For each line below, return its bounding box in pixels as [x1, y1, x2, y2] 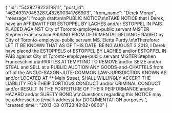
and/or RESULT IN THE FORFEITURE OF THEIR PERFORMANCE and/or [5, 86, 154, 92]
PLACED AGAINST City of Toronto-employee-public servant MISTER [5, 26, 149, 32]
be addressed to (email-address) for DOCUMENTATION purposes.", [5, 97, 147, 103]
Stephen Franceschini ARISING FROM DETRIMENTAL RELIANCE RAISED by [5, 32, 164, 37]
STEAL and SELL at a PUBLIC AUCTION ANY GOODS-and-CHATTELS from [5, 64, 164, 70]
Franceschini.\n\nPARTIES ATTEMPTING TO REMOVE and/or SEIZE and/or [5, 59, 162, 64]
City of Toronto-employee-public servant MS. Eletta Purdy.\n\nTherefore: [5, 37, 160, 43]
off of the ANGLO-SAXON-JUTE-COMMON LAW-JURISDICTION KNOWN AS [5, 70, 167, 76]
